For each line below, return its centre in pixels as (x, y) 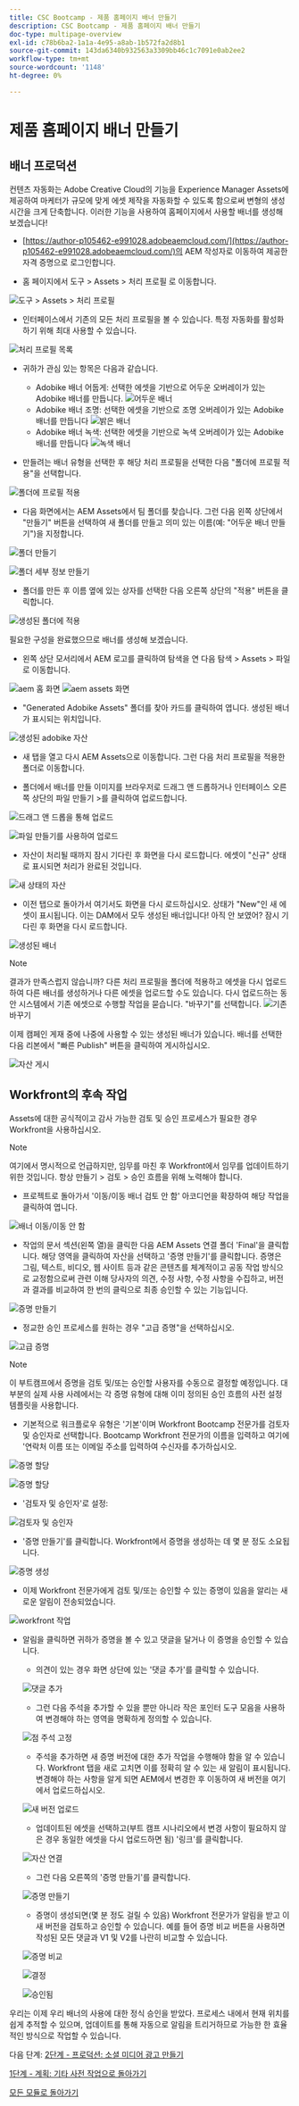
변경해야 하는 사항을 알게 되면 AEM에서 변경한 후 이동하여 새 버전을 (152, 1778)
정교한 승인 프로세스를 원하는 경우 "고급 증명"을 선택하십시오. (128, 1328)
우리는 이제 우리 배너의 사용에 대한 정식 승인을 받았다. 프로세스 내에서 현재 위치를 (149, 2013)
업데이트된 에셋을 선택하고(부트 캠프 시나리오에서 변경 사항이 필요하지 (156, 1827)
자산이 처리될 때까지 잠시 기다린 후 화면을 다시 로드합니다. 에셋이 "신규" (146, 854)
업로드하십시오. (79, 1790)
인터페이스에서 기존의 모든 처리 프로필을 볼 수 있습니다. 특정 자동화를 (141, 319)
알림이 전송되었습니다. (77, 1601)
